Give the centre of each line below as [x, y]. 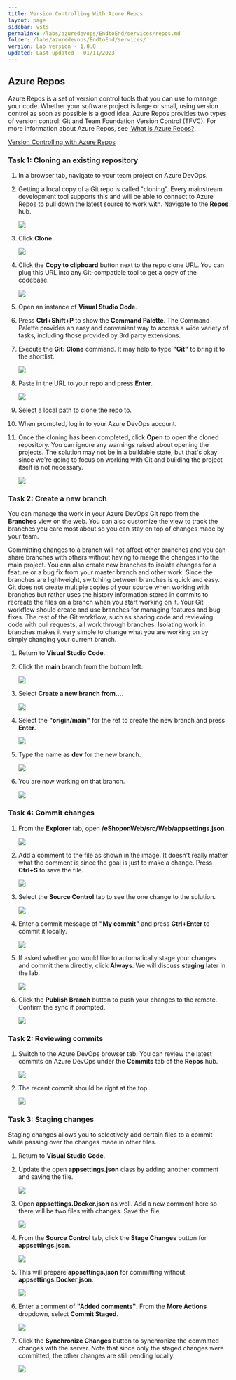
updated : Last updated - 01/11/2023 [61, 53]
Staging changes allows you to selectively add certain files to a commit [110, 1135]
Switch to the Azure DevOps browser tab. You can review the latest [115, 1053]
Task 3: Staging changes [51, 1119]
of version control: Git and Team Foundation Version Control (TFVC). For [112, 121]
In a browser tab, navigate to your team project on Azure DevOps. [113, 175]
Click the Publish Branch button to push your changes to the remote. [118, 1000]
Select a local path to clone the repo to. [75, 410]
